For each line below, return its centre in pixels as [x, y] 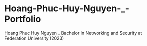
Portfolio [23, 19]
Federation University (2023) [34, 38]
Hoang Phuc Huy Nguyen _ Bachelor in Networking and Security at [73, 33]
